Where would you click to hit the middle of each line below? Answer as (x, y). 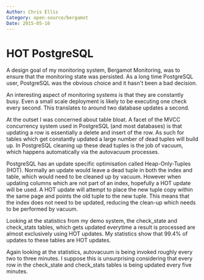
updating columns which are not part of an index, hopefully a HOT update (99, 183)
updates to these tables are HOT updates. (59, 240)
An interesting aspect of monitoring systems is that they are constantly (95, 95)
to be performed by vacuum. (42, 209)
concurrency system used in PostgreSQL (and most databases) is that (94, 126)
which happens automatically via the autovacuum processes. (83, 152)
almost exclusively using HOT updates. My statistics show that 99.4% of (97, 234)
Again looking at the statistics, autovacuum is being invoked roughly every (100, 252)
